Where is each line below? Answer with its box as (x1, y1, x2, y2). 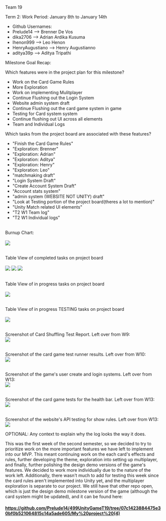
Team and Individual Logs (12, 122, 65, 127)
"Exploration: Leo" (12, 167, 50, 173)
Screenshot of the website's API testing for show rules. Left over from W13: (5, 416, 159, 422)
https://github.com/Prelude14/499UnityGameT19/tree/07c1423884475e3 (5, 505, 161, 511)
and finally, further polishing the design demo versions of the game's (5, 462, 146, 468)
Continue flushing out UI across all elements (12, 116, 103, 122)
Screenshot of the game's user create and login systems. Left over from (5, 371, 152, 377)
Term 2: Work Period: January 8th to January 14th (5, 14, 108, 19)
